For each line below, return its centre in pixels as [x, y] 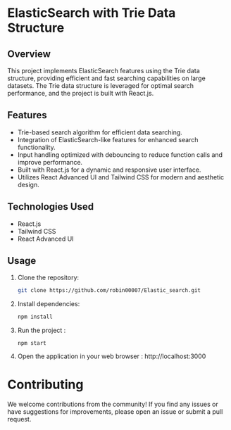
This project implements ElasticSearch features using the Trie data [104, 71]
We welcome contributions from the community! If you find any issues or [113, 404]
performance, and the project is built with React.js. [81, 93]
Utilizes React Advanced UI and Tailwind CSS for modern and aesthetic [121, 177]
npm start [32, 343]
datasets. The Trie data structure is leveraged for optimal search [101, 86]
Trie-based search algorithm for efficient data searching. [100, 132]
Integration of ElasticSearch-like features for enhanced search [108, 139]
